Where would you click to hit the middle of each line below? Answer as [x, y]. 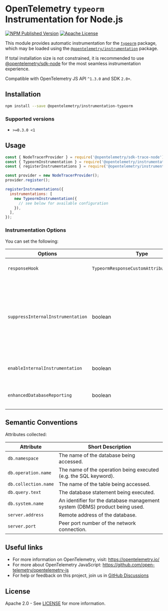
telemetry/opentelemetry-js [40, 570]
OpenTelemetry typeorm [55, 9]
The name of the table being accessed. [105, 484]
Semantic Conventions [41, 422]
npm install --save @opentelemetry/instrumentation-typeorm [69, 106]
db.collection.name [31, 484]
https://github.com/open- [128, 565]
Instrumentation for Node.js [64, 19]
